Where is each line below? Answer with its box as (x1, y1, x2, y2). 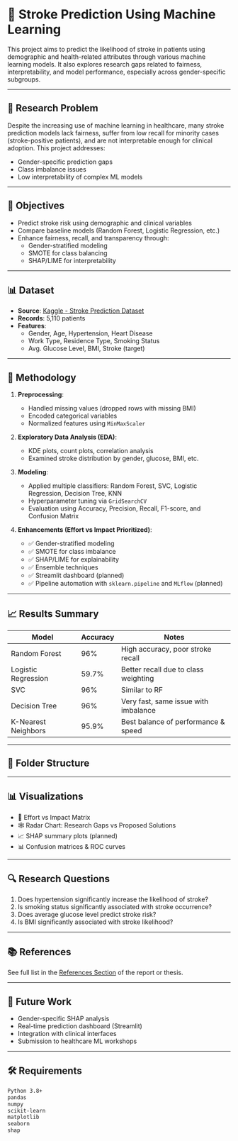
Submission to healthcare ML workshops (17, 1037, 137, 1045)
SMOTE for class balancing (28, 248, 108, 257)
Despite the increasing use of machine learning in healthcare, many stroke (7, 121, 225, 130)
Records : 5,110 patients (17, 314, 86, 323)
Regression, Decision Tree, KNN (28, 489, 123, 498)
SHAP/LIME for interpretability (28, 256, 117, 265)
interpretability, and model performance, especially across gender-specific (7, 67, 226, 76)
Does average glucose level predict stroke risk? (17, 911, 157, 919)
